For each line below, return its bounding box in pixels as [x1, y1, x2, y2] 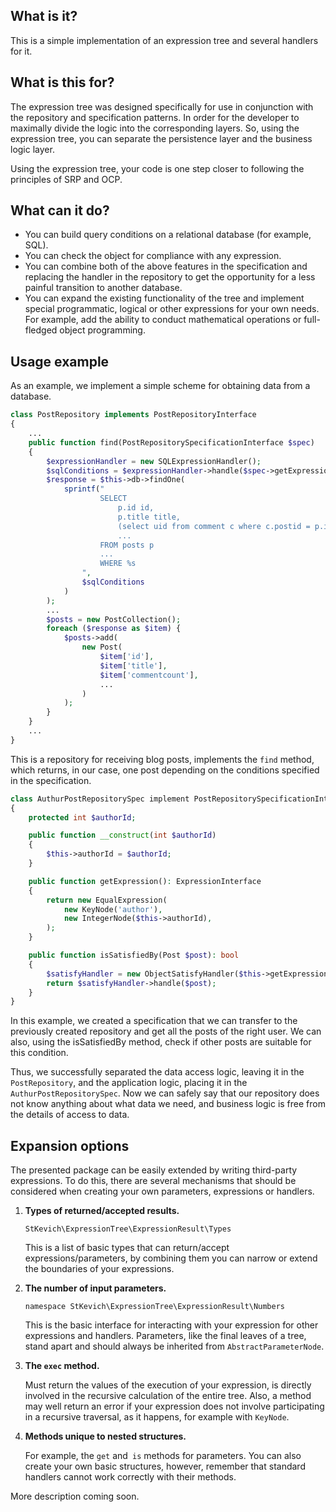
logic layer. [10, 143, 55, 155]
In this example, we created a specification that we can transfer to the [10, 1015, 298, 1027]
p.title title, [117, 512, 182, 522]
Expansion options [10, 1137, 130, 1154]
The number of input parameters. [24, 1282, 167, 1294]
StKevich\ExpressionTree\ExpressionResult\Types [24, 1224, 232, 1234]
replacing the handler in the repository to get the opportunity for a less [24, 271, 316, 283]
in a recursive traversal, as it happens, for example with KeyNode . [24, 1411, 290, 1423]
